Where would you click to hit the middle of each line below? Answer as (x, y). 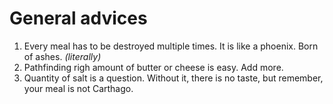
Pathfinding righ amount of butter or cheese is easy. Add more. (153, 67)
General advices (78, 18)
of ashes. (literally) (62, 56)
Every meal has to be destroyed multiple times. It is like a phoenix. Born (171, 46)
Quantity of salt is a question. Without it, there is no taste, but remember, (173, 78)
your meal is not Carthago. (78, 88)
